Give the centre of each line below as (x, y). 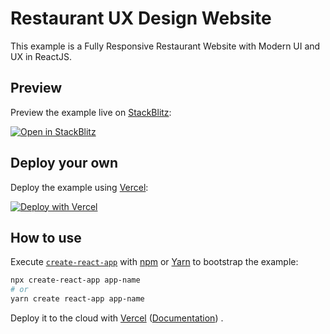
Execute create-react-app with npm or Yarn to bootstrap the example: (154, 262)
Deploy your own (64, 163)
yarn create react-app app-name (77, 299)
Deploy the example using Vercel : (79, 187)
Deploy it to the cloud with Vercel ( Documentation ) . (117, 318)
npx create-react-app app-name (75, 280)
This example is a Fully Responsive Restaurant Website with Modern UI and (165, 46)
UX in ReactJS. (41, 56)
